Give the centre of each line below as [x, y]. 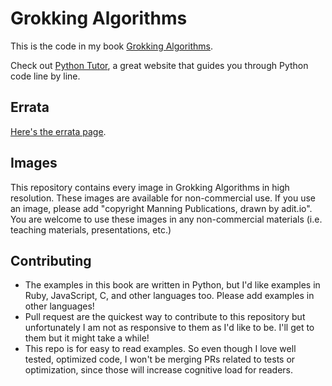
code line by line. [45, 76]
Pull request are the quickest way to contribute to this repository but [165, 317]
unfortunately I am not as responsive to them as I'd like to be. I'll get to [169, 328]
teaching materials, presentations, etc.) [91, 229]
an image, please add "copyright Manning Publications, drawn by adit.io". [161, 208]
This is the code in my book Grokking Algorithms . [112, 46]
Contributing [51, 260]
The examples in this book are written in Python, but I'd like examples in [172, 285]
